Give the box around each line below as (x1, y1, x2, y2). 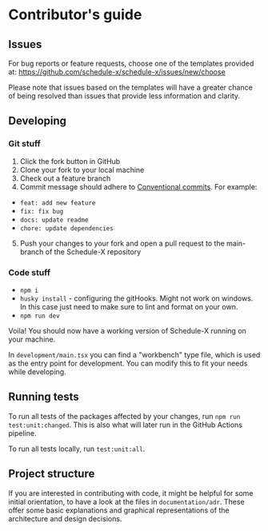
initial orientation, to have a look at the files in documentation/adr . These (8, 497, 246, 506)
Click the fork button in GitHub (19, 156, 121, 166)
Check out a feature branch (19, 174, 111, 183)
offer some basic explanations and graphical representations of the (8, 505, 230, 515)
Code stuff (8, 266, 50, 277)
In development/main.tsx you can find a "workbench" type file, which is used (8, 349, 261, 359)
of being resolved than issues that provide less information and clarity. (8, 91, 241, 101)
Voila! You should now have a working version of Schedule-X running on (8, 325, 246, 335)
